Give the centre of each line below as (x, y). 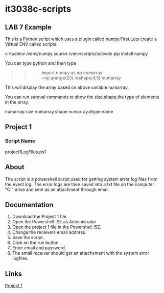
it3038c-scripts (38, 9)
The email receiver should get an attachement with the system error (81, 253)
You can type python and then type (41, 63)
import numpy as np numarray (72, 73)
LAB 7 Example (28, 27)
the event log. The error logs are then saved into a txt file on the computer (80, 184)
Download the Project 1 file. (40, 216)
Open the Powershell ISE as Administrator (54, 222)
